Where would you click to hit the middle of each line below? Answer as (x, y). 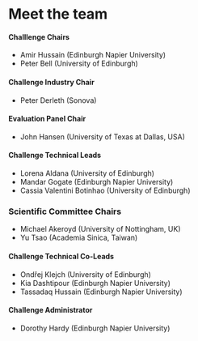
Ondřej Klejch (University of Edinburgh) (86, 274)
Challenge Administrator (51, 310)
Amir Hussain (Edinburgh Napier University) (93, 55)
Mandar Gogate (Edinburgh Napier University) (97, 182)
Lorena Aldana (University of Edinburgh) (87, 173)
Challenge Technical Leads (55, 156)
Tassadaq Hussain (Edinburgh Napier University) (101, 292)
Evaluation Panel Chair (47, 119)
